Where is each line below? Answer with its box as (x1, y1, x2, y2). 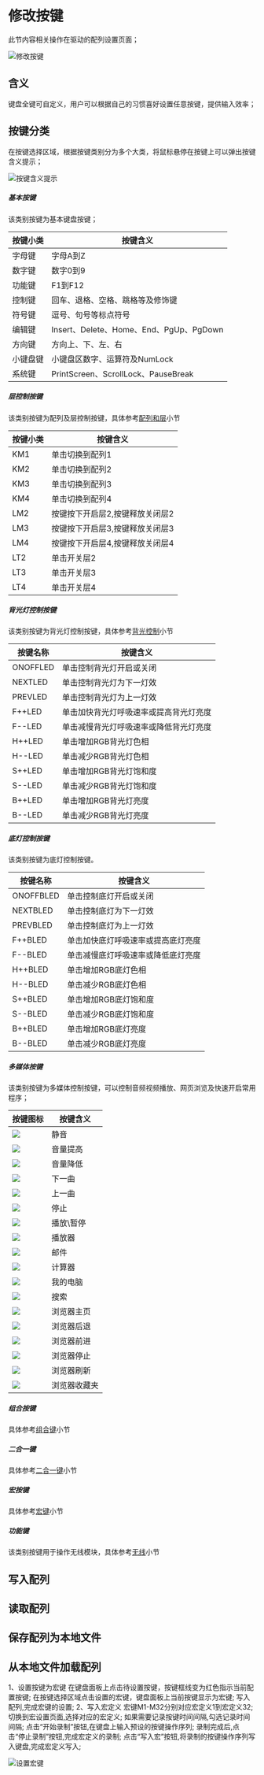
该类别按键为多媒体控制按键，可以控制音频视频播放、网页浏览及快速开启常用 (8, 1084, 256, 1093)
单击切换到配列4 (51, 493, 112, 504)
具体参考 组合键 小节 (8, 1425, 71, 1434)
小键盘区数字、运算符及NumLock (51, 354, 174, 365)
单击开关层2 (51, 552, 97, 563)
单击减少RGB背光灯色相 (61, 751, 149, 762)
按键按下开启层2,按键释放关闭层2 (51, 508, 174, 519)
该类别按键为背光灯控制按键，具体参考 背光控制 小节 (8, 627, 174, 636)
